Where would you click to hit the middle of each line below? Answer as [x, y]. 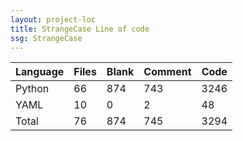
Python [32, 89]
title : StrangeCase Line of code [80, 29]
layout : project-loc [53, 19]
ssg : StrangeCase [46, 38]
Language [40, 72]
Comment [167, 72]
